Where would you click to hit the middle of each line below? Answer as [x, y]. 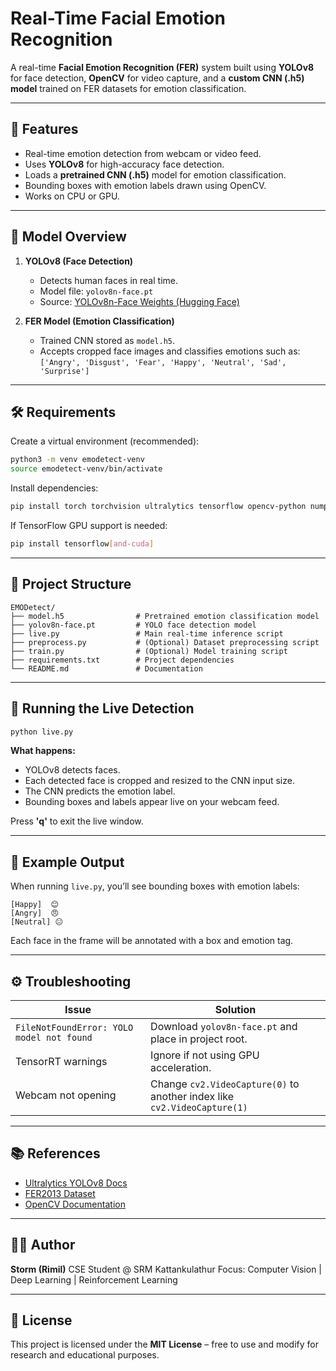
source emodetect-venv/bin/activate [86, 469]
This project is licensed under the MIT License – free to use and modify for [164, 1344]
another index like [192, 1096]
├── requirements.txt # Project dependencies [122, 660]
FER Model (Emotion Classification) [99, 321]
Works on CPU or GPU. [72, 196]
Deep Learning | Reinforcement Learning [94, 1279]
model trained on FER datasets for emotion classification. [128, 88]
